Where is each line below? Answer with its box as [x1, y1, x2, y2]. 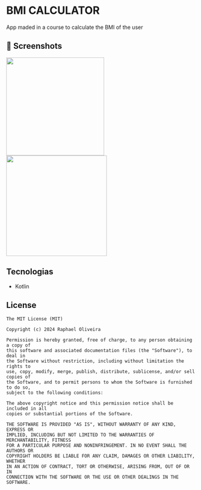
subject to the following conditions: [6, 390, 104, 396]
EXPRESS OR [6, 427, 34, 433]
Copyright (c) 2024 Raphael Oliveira [6, 327, 101, 333]
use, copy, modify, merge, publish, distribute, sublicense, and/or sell [6, 369, 196, 375]
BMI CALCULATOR [6, 4, 100, 17]
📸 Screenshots [6, 41, 63, 51]
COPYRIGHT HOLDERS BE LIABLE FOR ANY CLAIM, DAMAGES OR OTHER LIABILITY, [6, 453, 196, 459]
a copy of [6, 342, 31, 348]
